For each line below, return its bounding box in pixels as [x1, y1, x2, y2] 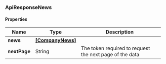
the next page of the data [81, 51, 140, 58]
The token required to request [81, 45, 150, 52]
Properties [5, 16, 28, 22]
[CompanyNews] [35, 37, 77, 44]
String [35, 48, 49, 55]
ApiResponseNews [5, 4, 52, 11]
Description [105, 29, 134, 35]
